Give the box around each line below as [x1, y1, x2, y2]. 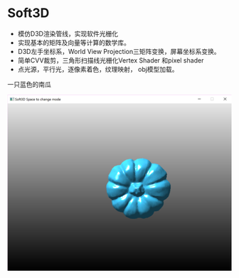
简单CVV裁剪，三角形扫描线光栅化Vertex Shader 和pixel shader [17, 55, 204, 65]
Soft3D [7, 5, 50, 21]
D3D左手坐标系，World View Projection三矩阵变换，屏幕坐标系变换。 [17, 47, 221, 55]
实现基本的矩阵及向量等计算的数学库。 [17, 38, 130, 47]
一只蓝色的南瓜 [7, 80, 51, 88]
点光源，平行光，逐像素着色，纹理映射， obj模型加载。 [17, 65, 179, 73]
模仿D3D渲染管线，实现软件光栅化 [17, 29, 119, 38]
